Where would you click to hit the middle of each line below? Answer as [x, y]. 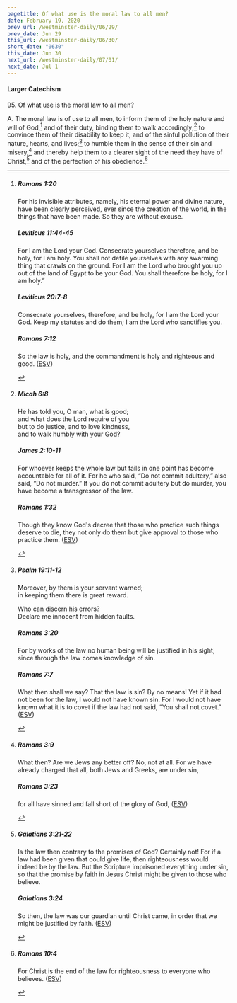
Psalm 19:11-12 [39, 570]
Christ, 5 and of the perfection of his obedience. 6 [78, 160]
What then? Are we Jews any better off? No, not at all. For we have [114, 762]
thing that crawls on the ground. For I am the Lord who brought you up [120, 265]
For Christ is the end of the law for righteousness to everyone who [114, 971]
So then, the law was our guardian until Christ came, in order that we [117, 916]
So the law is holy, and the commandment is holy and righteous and [116, 356]
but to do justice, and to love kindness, [74, 427]
